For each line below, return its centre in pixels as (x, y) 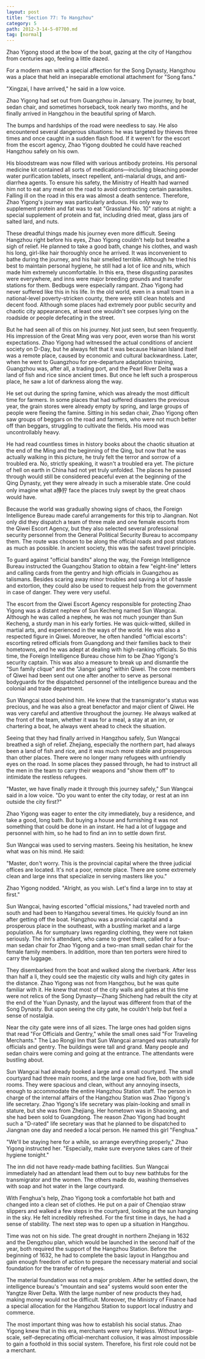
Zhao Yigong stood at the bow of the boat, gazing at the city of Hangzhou (99, 52)
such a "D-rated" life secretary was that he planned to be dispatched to (96, 1124)
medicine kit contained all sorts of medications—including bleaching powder (103, 170)
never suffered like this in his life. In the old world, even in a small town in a (100, 292)
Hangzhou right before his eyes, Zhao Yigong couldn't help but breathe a (98, 240)
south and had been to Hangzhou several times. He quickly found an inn (97, 913)
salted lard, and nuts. (33, 222)
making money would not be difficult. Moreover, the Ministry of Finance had (102, 1300)
